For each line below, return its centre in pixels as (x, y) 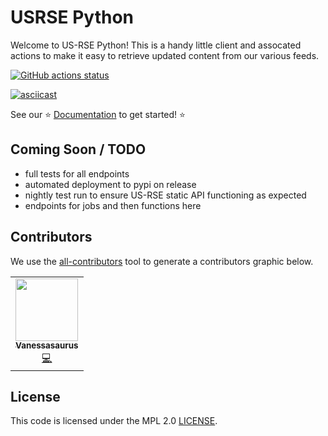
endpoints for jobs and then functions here (113, 205)
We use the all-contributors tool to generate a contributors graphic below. (162, 261)
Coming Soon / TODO (78, 149)
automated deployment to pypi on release (110, 184)
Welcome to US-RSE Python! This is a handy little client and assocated (156, 45)
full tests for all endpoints (77, 173)
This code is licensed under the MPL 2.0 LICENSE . (114, 421)
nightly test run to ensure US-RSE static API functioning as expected (165, 195)
